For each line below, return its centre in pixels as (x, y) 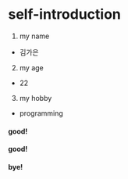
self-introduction (64, 14)
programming (41, 113)
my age (32, 67)
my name (34, 36)
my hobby (36, 98)
